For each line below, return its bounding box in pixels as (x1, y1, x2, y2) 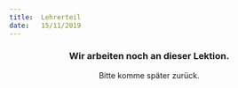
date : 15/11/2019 (9, 21, 82, 30)
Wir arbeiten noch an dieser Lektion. (68, 50, 230, 62)
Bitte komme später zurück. (99, 70, 200, 80)
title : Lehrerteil (9, 12, 82, 22)
